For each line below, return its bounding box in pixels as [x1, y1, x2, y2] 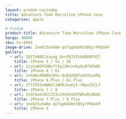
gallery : [5, 49, 24, 55]
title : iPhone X [14, 106, 49, 111]
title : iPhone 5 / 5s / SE [14, 59, 71, 64]
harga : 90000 [5, 35, 33, 41]
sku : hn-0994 [5, 40, 33, 46]
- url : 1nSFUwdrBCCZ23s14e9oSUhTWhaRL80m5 [10, 92, 101, 97]
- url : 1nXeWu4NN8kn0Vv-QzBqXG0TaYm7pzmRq [10, 73, 101, 78]
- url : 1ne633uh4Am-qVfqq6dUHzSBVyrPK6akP [10, 101, 101, 106]
